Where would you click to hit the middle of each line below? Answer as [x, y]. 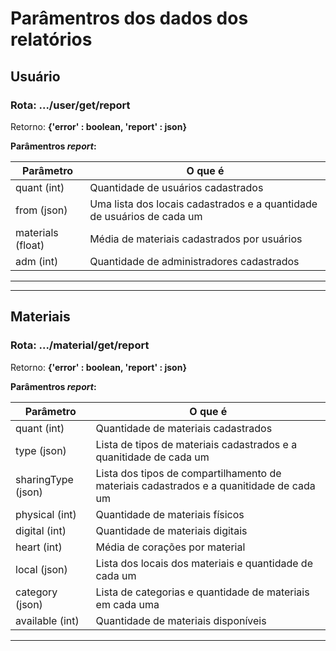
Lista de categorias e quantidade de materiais [202, 592]
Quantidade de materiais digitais [171, 530]
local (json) [41, 569]
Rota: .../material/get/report [80, 345]
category [36, 592]
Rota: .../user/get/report [70, 105]
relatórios [51, 39]
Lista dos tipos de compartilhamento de [188, 473]
